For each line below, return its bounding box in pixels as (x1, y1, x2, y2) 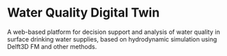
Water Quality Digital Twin (7, 5, 160, 21)
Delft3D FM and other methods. (7, 42, 97, 50)
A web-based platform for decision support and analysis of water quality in (7, 28, 221, 36)
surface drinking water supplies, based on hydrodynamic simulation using (7, 35, 217, 43)
